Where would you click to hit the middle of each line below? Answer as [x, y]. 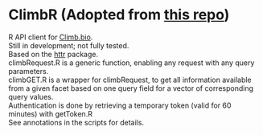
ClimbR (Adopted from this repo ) [119, 15]
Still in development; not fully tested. [69, 45]
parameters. [29, 71]
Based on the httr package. [53, 54]
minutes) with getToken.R [50, 113]
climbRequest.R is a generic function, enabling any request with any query [131, 63]
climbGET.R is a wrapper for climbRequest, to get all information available [130, 80]
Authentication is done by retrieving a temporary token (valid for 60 [120, 105]
